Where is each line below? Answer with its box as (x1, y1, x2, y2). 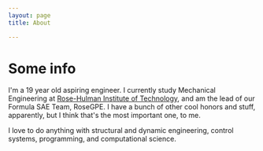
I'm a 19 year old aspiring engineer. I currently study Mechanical (8, 86, 217, 95)
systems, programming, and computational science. (8, 134, 177, 144)
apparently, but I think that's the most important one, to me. (8, 111, 201, 120)
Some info (8, 60, 76, 77)
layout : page (8, 11, 51, 20)
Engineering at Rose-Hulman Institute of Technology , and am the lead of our (8, 94, 255, 103)
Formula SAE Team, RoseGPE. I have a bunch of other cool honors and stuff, (8, 102, 256, 112)
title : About (8, 19, 51, 27)
